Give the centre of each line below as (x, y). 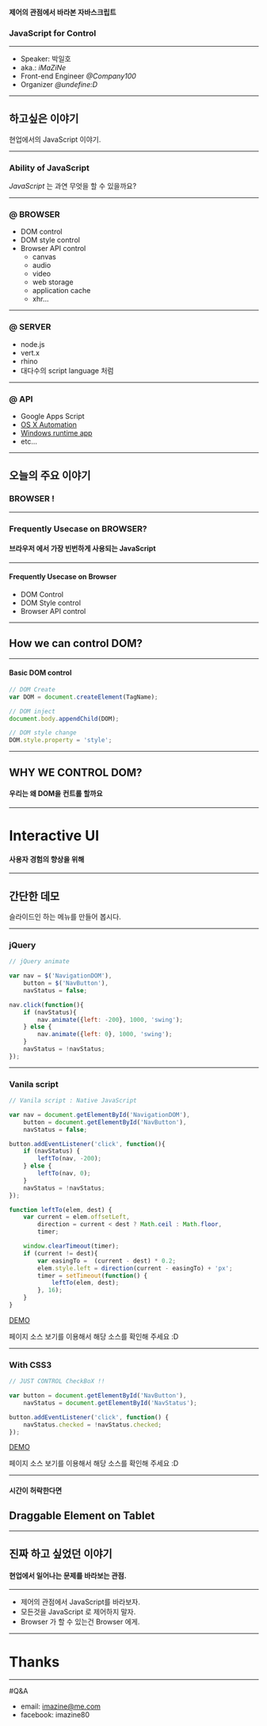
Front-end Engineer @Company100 (78, 76)
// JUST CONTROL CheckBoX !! (57, 1381)
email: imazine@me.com (61, 1706)
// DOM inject (32, 711)
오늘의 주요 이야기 (50, 476)
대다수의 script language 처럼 (67, 370)
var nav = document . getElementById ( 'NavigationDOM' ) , (100, 1114)
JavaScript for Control (53, 33)
